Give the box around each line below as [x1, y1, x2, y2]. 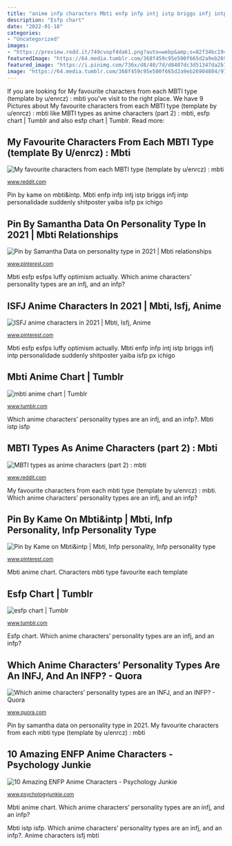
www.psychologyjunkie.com [7, 791, 75, 798]
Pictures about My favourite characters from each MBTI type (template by [7, 102, 217, 110]
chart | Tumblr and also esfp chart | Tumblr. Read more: [7, 116, 165, 124]
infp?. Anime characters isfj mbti [7, 831, 99, 839]
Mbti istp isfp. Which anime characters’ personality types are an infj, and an [7, 823, 222, 832]
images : [7, 42, 30, 49]
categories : [7, 29, 41, 37]
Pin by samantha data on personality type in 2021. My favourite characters [7, 721, 219, 729]
